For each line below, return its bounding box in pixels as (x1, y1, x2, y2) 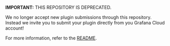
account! (5, 25, 24, 31)
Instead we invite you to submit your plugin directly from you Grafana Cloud (5, 20, 165, 26)
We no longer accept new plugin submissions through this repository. (5, 14, 152, 20)
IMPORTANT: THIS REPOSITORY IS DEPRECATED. (5, 5, 112, 10)
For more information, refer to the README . (5, 35, 97, 41)
